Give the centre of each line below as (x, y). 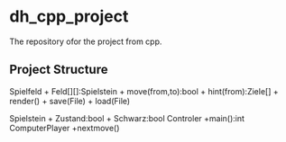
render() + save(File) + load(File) (70, 101)
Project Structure (59, 70)
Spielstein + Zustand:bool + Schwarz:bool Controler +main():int (127, 118)
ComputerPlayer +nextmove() (65, 128)
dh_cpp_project (69, 17)
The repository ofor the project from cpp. (86, 41)
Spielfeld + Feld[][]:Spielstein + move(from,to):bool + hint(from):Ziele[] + (144, 91)
